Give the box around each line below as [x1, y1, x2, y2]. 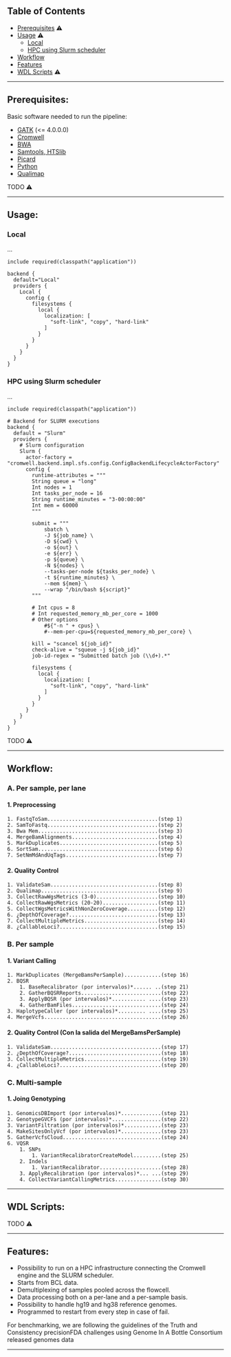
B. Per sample [7, 940, 54, 949]
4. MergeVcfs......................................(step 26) [7, 1014, 189, 1021]
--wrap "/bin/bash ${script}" [43, 586, 131, 593]
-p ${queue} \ [43, 556, 85, 563]
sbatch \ [43, 526, 69, 533]
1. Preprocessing [7, 800, 56, 808]
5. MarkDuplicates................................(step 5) [7, 840, 184, 847]
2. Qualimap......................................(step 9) [7, 887, 184, 894]
